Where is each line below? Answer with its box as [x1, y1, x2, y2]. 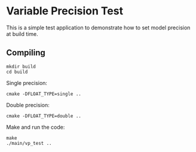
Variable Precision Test [6, 4, 124, 18]
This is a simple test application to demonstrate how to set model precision [6, 24, 191, 31]
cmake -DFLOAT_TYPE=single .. [6, 91, 82, 97]
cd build [6, 69, 28, 75]
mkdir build [6, 63, 36, 69]
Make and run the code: [6, 123, 65, 130]
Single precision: [6, 79, 48, 86]
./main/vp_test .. [6, 140, 52, 146]
